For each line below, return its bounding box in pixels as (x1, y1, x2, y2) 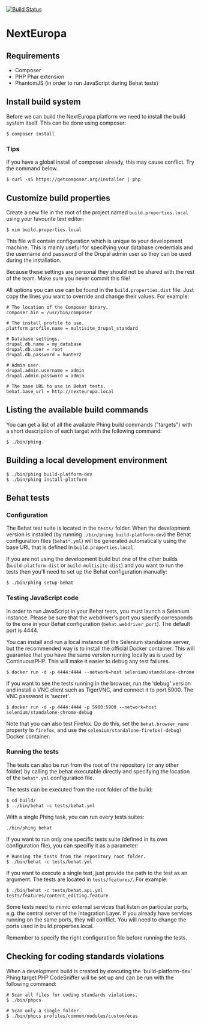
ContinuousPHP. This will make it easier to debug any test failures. (6, 657, 170, 664)
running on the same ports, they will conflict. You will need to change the (6, 915, 187, 923)
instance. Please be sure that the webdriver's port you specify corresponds (6, 614, 193, 621)
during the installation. (6, 256, 62, 264)
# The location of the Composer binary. (6, 304, 109, 310)
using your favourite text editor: (6, 215, 84, 222)
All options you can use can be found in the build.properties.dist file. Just (6, 286, 194, 293)
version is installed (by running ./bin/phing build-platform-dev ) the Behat (6, 531, 191, 538)
